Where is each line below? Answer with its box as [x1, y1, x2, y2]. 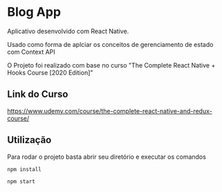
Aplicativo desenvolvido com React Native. [7, 27, 129, 35]
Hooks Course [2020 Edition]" [7, 68, 93, 77]
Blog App [7, 4, 61, 20]
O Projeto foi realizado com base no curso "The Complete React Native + [7, 61, 216, 69]
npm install [7, 166, 41, 173]
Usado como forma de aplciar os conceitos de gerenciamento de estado [7, 40, 214, 48]
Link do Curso [7, 88, 68, 100]
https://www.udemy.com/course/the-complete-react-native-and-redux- [7, 106, 212, 115]
